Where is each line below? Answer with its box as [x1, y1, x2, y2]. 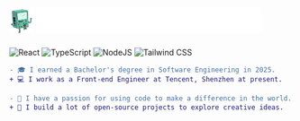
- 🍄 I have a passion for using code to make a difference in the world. [9, 93, 293, 103]
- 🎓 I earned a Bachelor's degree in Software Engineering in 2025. [9, 65, 277, 74]
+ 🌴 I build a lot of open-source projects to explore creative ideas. [9, 103, 284, 112]
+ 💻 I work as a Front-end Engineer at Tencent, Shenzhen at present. [9, 74, 283, 83]
